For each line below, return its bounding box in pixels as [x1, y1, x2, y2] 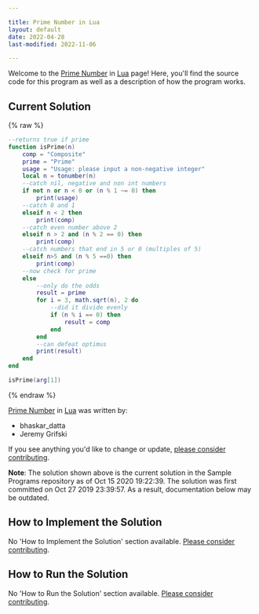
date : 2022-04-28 [8, 33, 65, 41]
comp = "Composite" [22, 150, 86, 158]
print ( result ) [36, 347, 82, 356]
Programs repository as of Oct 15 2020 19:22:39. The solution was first [8, 476, 237, 485]
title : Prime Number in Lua [8, 18, 100, 26]
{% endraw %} [8, 390, 57, 400]
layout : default [8, 25, 61, 34]
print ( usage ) [36, 194, 79, 203]
